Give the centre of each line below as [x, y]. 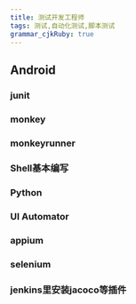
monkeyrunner [43, 143]
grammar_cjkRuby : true [52, 34]
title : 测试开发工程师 [48, 17]
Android [33, 70]
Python [26, 193]
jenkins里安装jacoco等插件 [68, 290]
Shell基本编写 [40, 168]
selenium [31, 265]
